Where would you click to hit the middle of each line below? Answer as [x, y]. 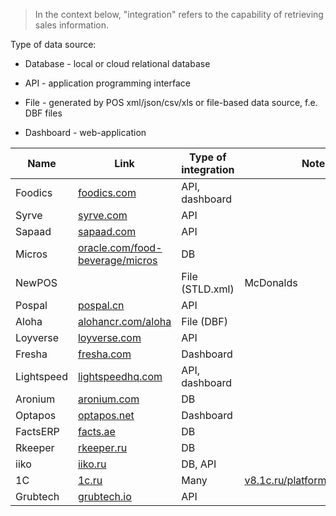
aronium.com [108, 399]
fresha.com [104, 354]
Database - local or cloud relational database [117, 63]
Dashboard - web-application [85, 132]
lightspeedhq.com [120, 376]
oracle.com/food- [120, 247]
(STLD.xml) [208, 289]
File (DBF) [204, 321]
